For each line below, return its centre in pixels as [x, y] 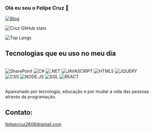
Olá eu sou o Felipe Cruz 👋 [37, 8]
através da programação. [31, 97]
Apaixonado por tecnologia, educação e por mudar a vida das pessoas [77, 91]
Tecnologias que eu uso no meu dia [60, 53]
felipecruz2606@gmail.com [33, 124]
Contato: [19, 112]
